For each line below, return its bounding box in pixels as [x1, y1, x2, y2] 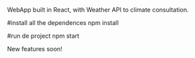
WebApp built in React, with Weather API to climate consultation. [7, 6, 190, 13]
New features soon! [7, 45, 63, 53]
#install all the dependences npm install [7, 19, 119, 26]
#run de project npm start [7, 32, 80, 40]
